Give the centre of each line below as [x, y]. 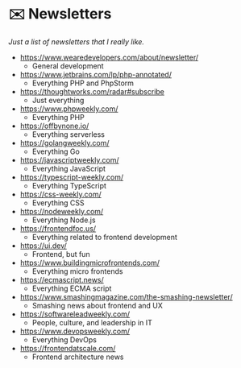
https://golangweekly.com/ [65, 143]
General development [68, 66]
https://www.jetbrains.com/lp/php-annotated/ [96, 74]
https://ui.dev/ [43, 246]
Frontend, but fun [61, 254]
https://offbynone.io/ [54, 126]
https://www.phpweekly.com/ [69, 109]
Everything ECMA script [72, 288]
